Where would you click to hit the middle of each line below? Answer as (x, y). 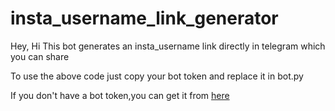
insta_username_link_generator (144, 18)
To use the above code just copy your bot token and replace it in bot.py (157, 76)
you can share (40, 56)
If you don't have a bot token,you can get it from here (120, 95)
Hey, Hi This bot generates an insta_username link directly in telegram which (168, 46)
